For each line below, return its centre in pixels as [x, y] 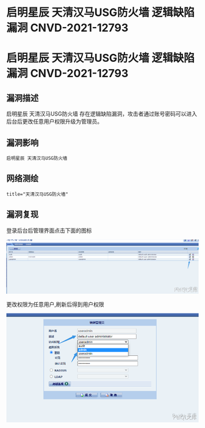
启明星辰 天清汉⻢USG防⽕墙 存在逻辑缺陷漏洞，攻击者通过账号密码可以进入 [102, 114]
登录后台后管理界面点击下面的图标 [49, 230]
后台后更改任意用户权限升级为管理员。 [54, 122]
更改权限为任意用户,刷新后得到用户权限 [56, 304]
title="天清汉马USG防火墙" [37, 194]
